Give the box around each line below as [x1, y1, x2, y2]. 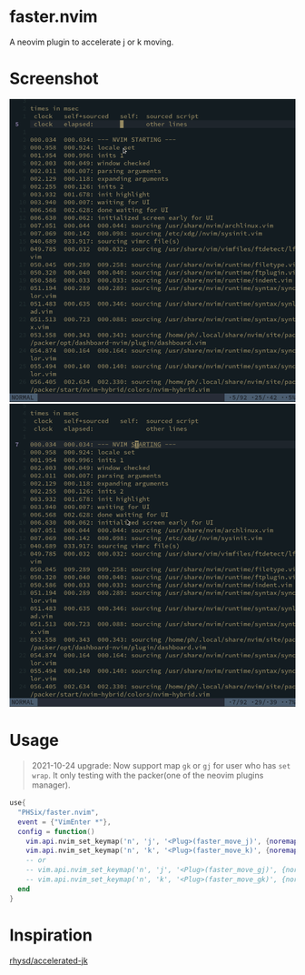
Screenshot [9, 68, 99, 89]
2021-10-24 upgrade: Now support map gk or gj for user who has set [31, 760, 291, 771]
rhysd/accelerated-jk [9, 955, 88, 966]
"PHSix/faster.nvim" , [17, 808, 100, 817]
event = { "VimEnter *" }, [17, 817, 112, 827]
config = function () [17, 827, 95, 836]
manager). [31, 779, 71, 790]
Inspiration [9, 925, 93, 945]
